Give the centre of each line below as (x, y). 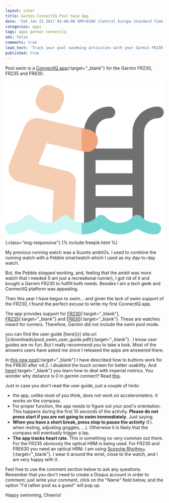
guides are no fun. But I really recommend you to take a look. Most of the (81, 345)
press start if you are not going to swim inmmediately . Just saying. (83, 416)
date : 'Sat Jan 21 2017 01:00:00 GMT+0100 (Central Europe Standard (78, 21)
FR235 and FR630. (25, 73)
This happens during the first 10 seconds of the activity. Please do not (85, 411)
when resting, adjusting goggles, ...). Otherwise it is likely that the (80, 427)
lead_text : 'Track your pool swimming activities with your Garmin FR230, (85, 48)
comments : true (21, 43)
